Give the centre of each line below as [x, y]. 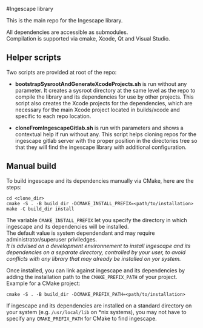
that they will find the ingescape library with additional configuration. [101, 147]
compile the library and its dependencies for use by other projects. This [104, 97]
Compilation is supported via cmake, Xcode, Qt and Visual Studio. [88, 38]
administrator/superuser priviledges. [52, 239]
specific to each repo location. [53, 116]
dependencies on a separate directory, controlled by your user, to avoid [96, 252]
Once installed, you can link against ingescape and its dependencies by [96, 270]
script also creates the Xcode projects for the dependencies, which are [104, 103]
